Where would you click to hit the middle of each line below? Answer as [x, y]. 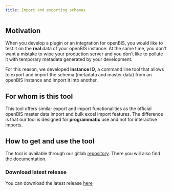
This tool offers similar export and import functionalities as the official [79, 109]
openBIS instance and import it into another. [52, 80]
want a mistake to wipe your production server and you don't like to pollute [84, 54]
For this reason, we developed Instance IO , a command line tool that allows [85, 69]
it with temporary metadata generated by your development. [69, 59]
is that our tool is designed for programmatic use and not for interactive [81, 120]
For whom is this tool [39, 96]
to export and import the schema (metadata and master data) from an [79, 75]
